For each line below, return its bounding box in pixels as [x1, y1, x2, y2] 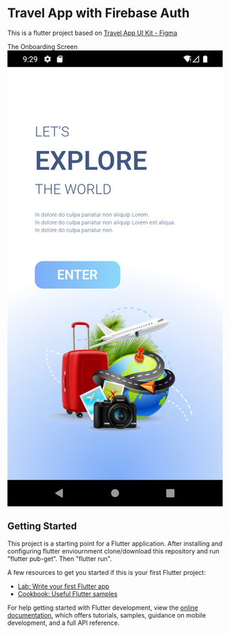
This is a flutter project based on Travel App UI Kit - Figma [7, 28, 177, 37]
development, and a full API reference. [7, 618, 120, 627]
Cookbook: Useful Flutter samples [17, 589, 118, 598]
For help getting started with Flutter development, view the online [7, 603, 199, 612]
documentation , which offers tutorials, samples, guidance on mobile [7, 610, 206, 619]
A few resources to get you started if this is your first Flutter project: [7, 568, 206, 576]
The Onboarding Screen [7, 42, 78, 51]
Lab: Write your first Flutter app [17, 582, 110, 591]
